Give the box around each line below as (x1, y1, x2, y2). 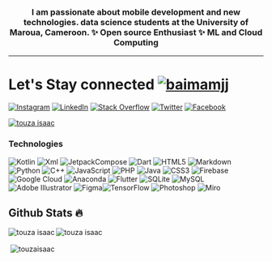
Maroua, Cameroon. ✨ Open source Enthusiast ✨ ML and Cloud (9, 27, 263, 38)
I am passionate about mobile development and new (31, 6, 241, 18)
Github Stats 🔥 (8, 206, 83, 220)
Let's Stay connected (8, 75, 155, 94)
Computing (113, 36, 159, 48)
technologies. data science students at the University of (23, 16, 249, 28)
